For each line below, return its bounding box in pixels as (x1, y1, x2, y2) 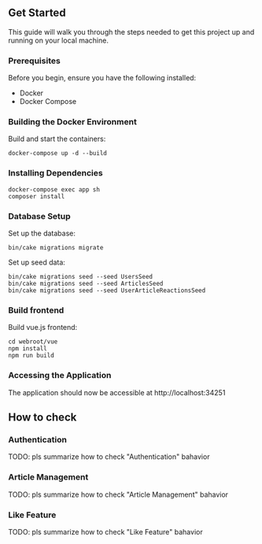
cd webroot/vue (8, 338, 58, 346)
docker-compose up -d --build (8, 150, 108, 157)
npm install (8, 345, 47, 353)
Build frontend (8, 305, 65, 316)
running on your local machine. (8, 35, 109, 45)
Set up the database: (8, 228, 76, 238)
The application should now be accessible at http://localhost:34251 (8, 387, 226, 397)
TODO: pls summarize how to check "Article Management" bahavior (8, 490, 229, 499)
